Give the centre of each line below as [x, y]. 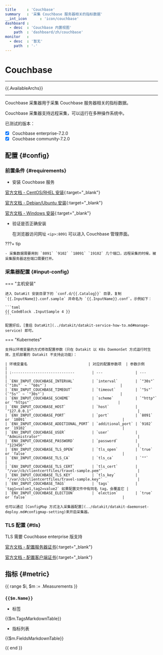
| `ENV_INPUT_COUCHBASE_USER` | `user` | [71, 432]
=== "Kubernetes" [24, 339]
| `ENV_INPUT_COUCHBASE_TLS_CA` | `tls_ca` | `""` [77, 458]
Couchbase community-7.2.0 [41, 139]
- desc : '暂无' [26, 41]
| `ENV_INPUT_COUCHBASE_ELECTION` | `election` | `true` [79, 493]
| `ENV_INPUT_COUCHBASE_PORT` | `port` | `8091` [79, 415]
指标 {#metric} [27, 574]
